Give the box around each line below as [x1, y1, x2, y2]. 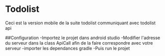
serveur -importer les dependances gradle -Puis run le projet [5, 45, 130, 51]
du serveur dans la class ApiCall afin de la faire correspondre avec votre [5, 40, 153, 46]
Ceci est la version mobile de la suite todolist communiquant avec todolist [5, 20, 156, 26]
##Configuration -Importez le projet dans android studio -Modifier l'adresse [5, 35, 161, 41]
